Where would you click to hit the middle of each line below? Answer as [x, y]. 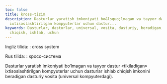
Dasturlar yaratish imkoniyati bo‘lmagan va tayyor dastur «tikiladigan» [76, 66]
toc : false [16, 10]
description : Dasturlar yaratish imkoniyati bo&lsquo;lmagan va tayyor [81, 19]
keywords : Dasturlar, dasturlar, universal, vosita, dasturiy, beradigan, [84, 28]
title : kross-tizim [25, 14]
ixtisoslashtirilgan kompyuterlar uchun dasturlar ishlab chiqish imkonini [78, 71]
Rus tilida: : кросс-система [33, 56]
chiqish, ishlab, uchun [34, 33]
